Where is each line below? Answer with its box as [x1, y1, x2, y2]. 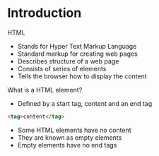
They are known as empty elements [17, 133, 122, 142]
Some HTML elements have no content [17, 126, 132, 134]
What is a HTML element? [7, 85, 83, 94]
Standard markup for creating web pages [17, 49, 138, 58]
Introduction [7, 5, 82, 21]
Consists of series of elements [17, 64, 107, 73]
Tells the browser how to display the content [17, 72, 147, 80]
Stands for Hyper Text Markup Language [17, 42, 137, 50]
